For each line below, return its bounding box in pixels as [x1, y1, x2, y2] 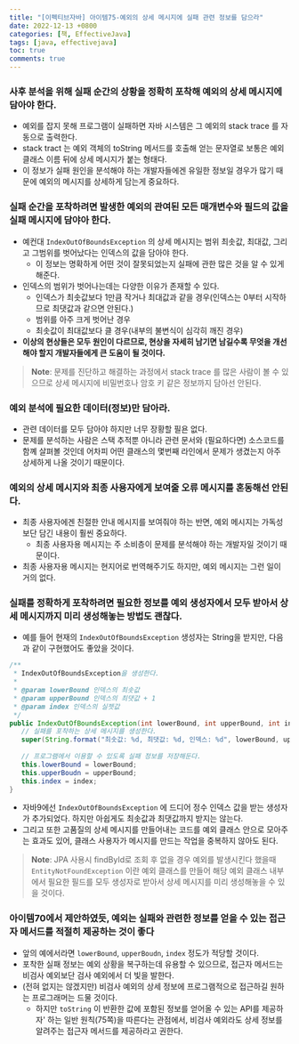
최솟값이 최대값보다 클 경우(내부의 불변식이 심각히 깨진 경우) [35, 325, 244, 336]
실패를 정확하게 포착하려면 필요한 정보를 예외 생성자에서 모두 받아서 [9, 597, 279, 610]
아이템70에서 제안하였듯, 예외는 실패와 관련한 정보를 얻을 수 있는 [9, 912, 267, 925]
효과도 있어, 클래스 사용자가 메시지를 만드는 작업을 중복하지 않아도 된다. [31, 836, 279, 846]
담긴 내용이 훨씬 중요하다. [38, 528, 127, 538]
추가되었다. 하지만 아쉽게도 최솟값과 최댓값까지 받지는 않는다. [31, 813, 244, 824]
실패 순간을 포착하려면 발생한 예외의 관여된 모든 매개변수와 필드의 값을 [9, 201, 289, 214]
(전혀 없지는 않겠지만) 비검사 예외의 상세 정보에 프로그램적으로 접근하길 [21, 981, 269, 991]
